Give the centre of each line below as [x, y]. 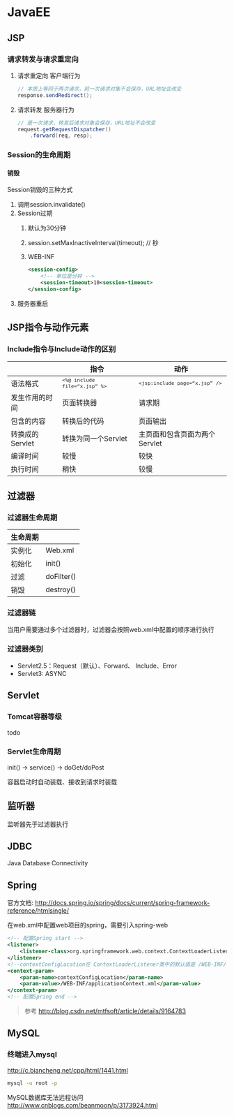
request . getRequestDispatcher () [64, 129]
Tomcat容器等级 [35, 717]
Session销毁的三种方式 [40, 190]
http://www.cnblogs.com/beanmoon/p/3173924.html [83, 1105]
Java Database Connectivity [48, 863]
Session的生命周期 [39, 155]
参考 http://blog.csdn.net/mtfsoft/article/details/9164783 [105, 1011]
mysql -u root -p [32, 1083]
